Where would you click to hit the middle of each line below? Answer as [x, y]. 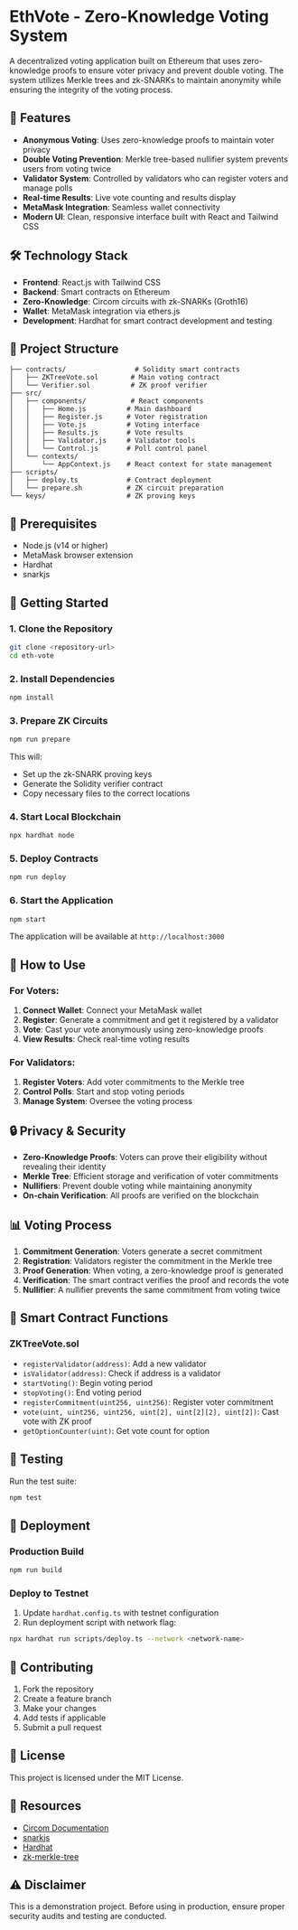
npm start [28, 919]
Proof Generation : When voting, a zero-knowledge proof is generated [153, 1270]
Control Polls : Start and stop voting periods [103, 1091]
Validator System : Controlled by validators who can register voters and [155, 178]
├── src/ [26, 393]
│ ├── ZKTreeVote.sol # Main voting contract [115, 378]
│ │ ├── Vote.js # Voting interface [105, 425]
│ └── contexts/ [44, 457]
